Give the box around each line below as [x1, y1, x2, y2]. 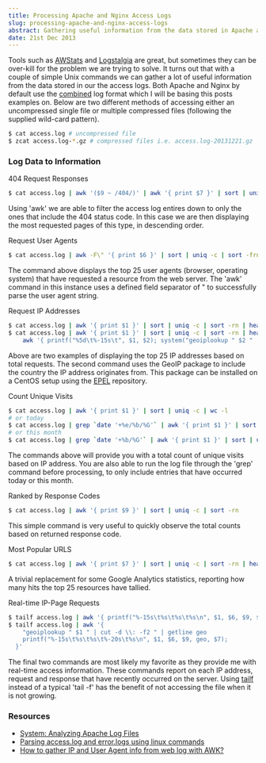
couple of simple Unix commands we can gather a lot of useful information [8, 72, 252, 82]
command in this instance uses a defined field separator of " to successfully [8, 282, 257, 292]
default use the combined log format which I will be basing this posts [8, 89, 234, 99]
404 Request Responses [8, 174, 89, 183]
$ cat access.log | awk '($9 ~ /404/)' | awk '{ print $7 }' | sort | [8, 190, 246, 197]
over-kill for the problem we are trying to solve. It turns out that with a [8, 64, 235, 74]
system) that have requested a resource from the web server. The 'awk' [8, 274, 242, 284]
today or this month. [8, 476, 74, 485]
